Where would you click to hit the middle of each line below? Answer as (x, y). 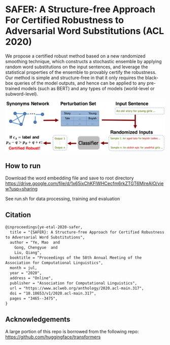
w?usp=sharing (22, 189)
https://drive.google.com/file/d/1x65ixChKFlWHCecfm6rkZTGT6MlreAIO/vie (84, 183)
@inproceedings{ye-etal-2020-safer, (44, 227)
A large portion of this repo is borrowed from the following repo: (72, 331)
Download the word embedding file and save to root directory (70, 178)
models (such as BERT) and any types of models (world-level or (88, 88)
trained (13, 88)
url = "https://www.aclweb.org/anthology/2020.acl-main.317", (77, 288)
